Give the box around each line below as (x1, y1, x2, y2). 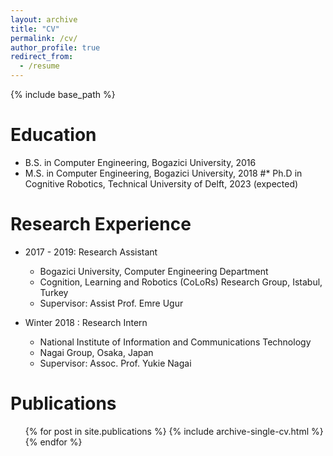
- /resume (19, 61, 60, 71)
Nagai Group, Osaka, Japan (39, 346, 154, 358)
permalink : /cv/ (10, 33, 78, 43)
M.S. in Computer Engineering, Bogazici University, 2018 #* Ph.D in (24, 167, 303, 179)
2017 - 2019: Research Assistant (24, 246, 158, 258)
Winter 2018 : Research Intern (24, 316, 148, 328)
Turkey (39, 286, 69, 298)
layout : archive (10, 14, 78, 25)
